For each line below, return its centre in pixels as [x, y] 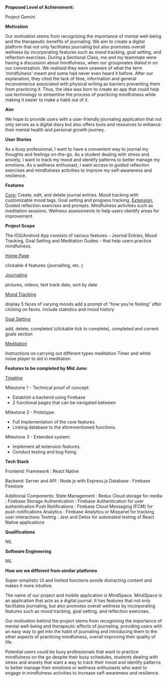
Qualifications [20, 532]
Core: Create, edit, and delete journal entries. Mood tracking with [72, 195]
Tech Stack [17, 461]
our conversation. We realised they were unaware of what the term [74, 68]
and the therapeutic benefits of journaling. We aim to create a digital [75, 41]
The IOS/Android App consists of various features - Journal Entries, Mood [81, 235]
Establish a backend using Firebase [49, 397]
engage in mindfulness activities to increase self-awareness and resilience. [83, 673]
